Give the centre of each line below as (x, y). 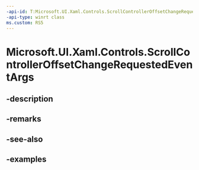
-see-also (25, 139)
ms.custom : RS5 (25, 23)
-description (30, 99)
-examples (26, 160)
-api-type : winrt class (36, 17)
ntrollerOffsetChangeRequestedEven (99, 64)
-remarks (24, 119)
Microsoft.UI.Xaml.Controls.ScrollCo (98, 52)
